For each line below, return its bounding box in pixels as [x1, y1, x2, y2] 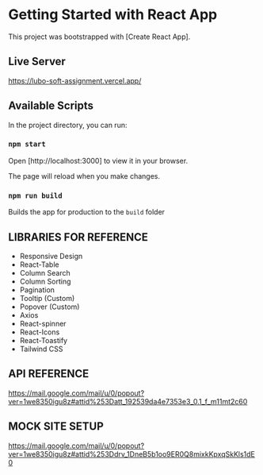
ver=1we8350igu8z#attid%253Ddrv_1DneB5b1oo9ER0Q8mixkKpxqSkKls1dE [8, 449, 255, 458]
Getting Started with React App [8, 6, 218, 24]
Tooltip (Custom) [19, 293, 75, 303]
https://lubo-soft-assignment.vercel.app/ [8, 75, 142, 85]
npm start [8, 140, 46, 149]
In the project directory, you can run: [8, 120, 128, 129]
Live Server [8, 55, 66, 68]
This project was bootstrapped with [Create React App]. [8, 32, 191, 41]
